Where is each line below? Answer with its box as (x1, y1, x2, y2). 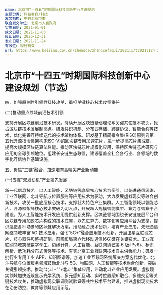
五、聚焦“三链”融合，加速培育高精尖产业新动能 (5, 167, 98, 173)
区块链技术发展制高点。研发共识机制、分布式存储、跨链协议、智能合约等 (9, 126, 154, 132)
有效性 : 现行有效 (5, 43, 35, 48)
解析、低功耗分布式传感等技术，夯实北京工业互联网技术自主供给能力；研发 (5, 248, 154, 254)
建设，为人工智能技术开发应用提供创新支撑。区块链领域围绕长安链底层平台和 (5, 212, 158, 218)
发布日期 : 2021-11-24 (5, 39, 46, 44)
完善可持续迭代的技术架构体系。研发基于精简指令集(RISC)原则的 (21, 132, 150, 138)
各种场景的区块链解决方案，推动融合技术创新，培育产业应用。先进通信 (17, 224, 158, 230)
